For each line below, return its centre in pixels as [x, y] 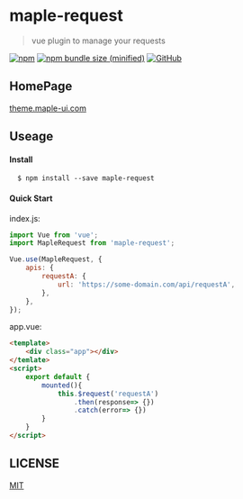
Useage [31, 136]
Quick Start [31, 198]
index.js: [25, 218]
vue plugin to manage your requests [99, 41]
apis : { [40, 268]
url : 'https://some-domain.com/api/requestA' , [146, 285]
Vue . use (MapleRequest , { [56, 259]
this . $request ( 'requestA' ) [108, 394]
